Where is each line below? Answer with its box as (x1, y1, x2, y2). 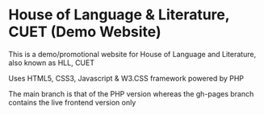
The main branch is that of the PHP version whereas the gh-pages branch (8, 88, 254, 98)
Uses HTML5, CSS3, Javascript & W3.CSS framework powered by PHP (8, 73, 245, 83)
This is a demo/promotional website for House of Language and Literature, (8, 49, 257, 59)
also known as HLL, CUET (8, 58, 95, 68)
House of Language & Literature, (8, 6, 230, 24)
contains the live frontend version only (8, 97, 136, 107)
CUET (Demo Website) (8, 23, 161, 41)
